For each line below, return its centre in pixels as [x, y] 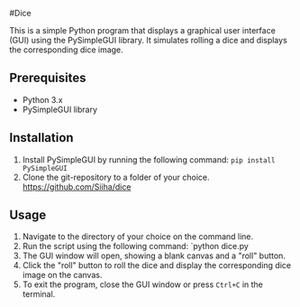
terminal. [39, 294]
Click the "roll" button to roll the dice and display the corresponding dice [156, 265]
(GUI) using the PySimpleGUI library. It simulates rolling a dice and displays [149, 40]
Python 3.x [42, 99]
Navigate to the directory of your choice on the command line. [138, 237]
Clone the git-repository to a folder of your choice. [116, 177]
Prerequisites [48, 78]
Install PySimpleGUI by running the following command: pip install [149, 159]
